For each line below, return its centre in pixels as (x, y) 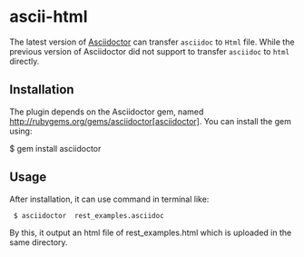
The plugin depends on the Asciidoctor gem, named (107, 112)
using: (21, 131)
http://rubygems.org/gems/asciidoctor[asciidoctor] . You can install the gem (151, 121)
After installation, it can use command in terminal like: (109, 199)
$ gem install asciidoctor (55, 148)
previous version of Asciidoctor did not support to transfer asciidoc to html (150, 51)
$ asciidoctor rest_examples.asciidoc (89, 215)
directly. (25, 61)
